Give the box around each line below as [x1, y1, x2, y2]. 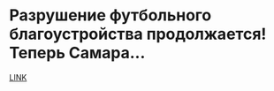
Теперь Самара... [9, 43, 146, 63]
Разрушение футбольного [9, 5, 212, 26]
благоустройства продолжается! [9, 24, 267, 44]
